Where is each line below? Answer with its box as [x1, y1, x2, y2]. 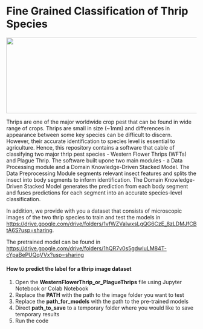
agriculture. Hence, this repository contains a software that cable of [6, 144, 175, 151]
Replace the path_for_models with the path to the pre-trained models [14, 298, 189, 305]
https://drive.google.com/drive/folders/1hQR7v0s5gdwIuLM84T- [6, 244, 167, 252]
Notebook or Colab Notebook [14, 285, 89, 292]
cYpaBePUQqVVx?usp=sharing [6, 251, 85, 258]
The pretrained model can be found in [6, 238, 101, 245]
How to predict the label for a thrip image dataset [6, 265, 132, 272]
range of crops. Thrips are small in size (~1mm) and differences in [6, 124, 170, 131]
